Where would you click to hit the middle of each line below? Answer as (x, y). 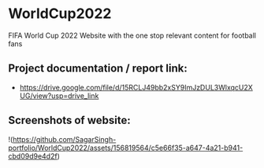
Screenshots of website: (70, 121)
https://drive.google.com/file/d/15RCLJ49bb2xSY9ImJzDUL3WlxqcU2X (136, 87)
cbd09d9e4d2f (33, 156)
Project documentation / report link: (98, 69)
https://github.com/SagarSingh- (65, 139)
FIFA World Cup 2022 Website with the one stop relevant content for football (132, 35)
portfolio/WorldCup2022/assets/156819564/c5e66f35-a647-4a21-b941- (126, 148)
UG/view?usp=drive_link (59, 96)
